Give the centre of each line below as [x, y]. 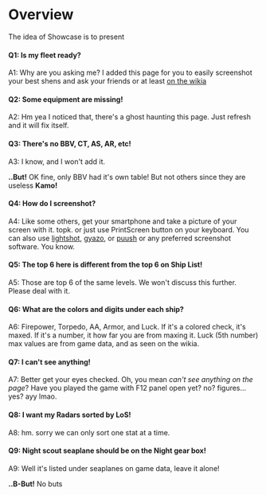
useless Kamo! [33, 185]
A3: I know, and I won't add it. [57, 162]
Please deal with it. [39, 290]
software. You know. [42, 246]
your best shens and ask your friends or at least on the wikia [108, 81]
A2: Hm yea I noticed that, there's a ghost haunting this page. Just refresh [129, 117]
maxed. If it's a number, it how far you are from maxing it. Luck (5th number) [133, 335]
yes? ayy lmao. [33, 396]
